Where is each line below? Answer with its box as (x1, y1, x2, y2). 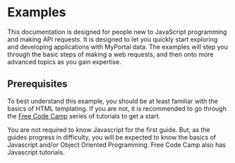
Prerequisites (7, 78, 68, 90)
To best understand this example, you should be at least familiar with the (7, 97, 219, 105)
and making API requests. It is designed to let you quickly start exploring (7, 35, 218, 43)
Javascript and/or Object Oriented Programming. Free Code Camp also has (7, 140, 226, 149)
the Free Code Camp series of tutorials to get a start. (7, 111, 161, 120)
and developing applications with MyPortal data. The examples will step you (7, 42, 228, 51)
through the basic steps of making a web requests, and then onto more (7, 50, 214, 59)
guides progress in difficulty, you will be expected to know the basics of (7, 133, 217, 141)
